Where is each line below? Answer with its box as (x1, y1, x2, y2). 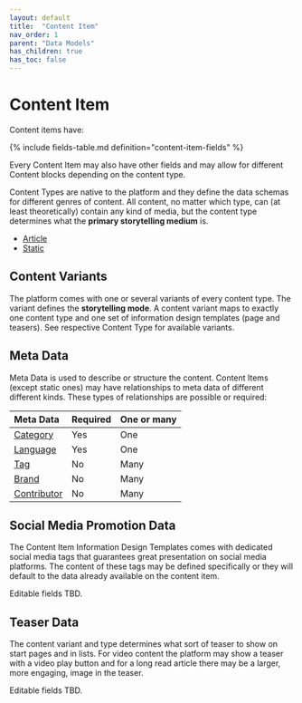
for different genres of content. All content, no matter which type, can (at (9, 196, 281, 207)
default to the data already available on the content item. (9, 571, 220, 582)
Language (14, 443, 57, 456)
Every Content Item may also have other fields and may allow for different (9, 159, 284, 170)
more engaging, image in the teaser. (9, 668, 144, 679)
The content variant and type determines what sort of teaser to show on (9, 639, 278, 650)
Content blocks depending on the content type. (9, 169, 186, 179)
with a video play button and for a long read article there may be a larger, (9, 658, 281, 669)
